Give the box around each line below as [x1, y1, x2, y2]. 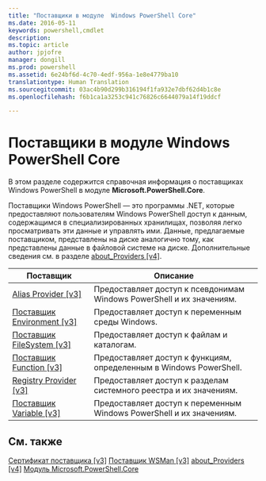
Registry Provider [12, 375, 77, 386]
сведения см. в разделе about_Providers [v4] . [8, 252, 162, 261]
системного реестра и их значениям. [93, 385, 238, 396]
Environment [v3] [12, 317, 78, 328]
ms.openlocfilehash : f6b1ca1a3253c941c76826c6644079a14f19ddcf [8, 93, 222, 101]
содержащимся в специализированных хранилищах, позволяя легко [8, 217, 243, 227]
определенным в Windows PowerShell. [93, 362, 242, 373]
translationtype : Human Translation [8, 78, 129, 86]
